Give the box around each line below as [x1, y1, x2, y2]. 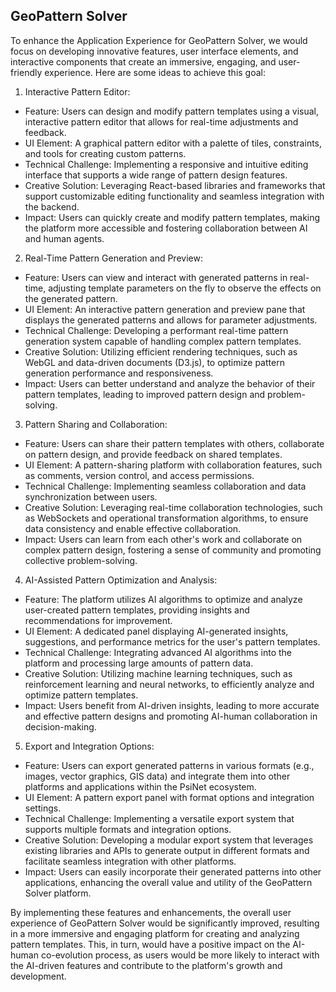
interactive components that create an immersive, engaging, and [10, 55, 277, 68]
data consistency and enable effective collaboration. [24, 522, 242, 534]
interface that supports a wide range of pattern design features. [24, 169, 288, 181]
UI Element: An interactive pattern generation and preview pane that [24, 303, 306, 315]
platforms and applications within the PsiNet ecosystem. [24, 780, 257, 793]
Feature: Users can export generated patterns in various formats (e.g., [24, 759, 315, 771]
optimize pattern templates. [24, 689, 139, 701]
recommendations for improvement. [24, 614, 173, 626]
